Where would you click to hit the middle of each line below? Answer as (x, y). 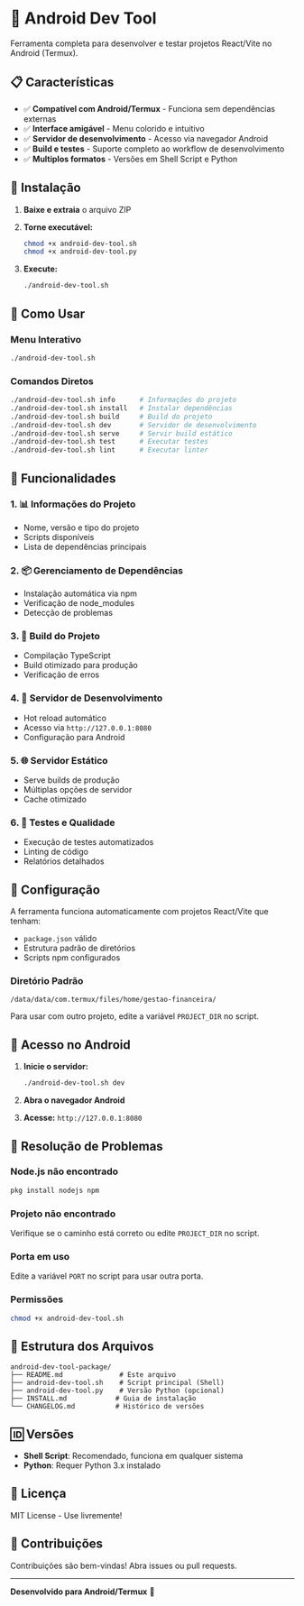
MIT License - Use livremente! (66, 1515)
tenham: (26, 921)
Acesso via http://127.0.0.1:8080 (88, 727)
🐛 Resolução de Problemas (87, 1146)
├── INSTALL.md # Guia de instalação (103, 1399)
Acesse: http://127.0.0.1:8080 (83, 1118)
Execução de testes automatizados (88, 842)
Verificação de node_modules (78, 603)
